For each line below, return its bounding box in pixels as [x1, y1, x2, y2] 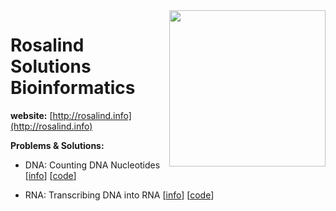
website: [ [10, 109, 53, 121]
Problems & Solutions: [10, 139, 105, 151]
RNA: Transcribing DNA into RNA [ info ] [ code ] [24, 189, 215, 201]
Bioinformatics [10, 77, 136, 99]
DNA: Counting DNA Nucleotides [24, 159, 161, 171]
